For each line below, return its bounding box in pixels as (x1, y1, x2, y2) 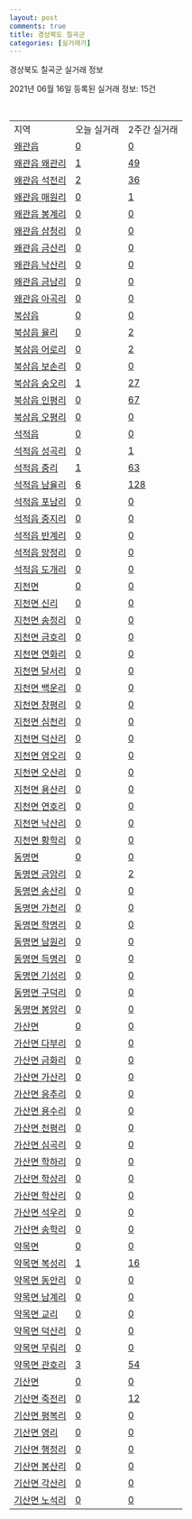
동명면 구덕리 (14, 986, 67, 999)
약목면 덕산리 (14, 1325, 67, 1338)
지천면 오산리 (14, 766, 67, 779)
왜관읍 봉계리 (14, 208, 67, 221)
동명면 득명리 (14, 953, 67, 966)
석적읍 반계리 (14, 530, 67, 542)
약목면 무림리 (14, 1342, 67, 1355)
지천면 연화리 (14, 648, 67, 661)
